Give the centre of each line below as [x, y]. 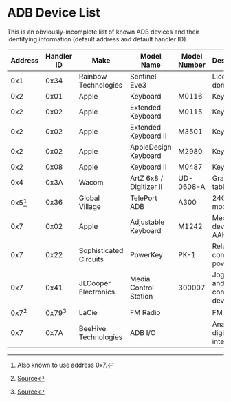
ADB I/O [143, 333]
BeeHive [92, 329]
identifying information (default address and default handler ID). [97, 39]
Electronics [97, 292]
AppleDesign [151, 147]
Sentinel [143, 76]
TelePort [144, 198]
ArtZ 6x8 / [147, 178]
